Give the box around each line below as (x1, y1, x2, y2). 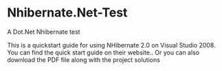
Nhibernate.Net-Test (7, 5, 128, 21)
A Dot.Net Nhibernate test (7, 28, 80, 36)
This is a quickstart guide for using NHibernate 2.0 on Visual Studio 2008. (7, 41, 216, 49)
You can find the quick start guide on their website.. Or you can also (7, 48, 200, 57)
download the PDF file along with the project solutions (7, 55, 160, 63)
